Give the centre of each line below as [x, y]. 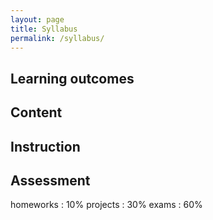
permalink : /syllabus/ [57, 38]
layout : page [37, 19]
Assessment [50, 180]
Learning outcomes [72, 78]
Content [36, 112]
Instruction [45, 146]
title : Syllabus [44, 29]
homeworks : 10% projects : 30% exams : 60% [106, 205]
